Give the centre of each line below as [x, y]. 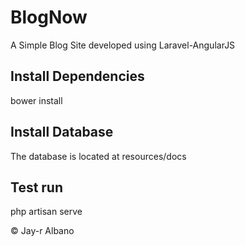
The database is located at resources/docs [98, 156]
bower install [36, 100]
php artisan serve [46, 212]
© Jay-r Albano [42, 231]
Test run [37, 187]
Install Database [62, 132]
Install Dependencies [77, 76]
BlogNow [49, 17]
